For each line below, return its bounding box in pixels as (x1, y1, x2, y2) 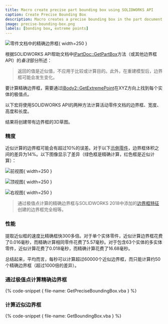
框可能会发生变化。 (17, 74, 58, 80)
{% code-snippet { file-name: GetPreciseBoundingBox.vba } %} (5, 288, 137, 294)
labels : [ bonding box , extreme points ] (5, 26, 89, 31)
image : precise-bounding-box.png (5, 21, 75, 27)
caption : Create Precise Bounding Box (5, 12, 86, 17)
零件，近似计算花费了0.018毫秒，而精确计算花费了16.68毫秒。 (5, 245, 133, 251)
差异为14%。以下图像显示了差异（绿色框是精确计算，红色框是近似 (14, 151, 150, 157)
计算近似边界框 (5, 301, 42, 308)
